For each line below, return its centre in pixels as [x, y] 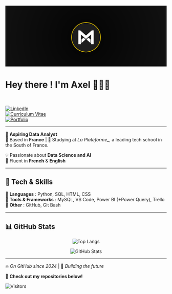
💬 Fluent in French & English [36, 161]
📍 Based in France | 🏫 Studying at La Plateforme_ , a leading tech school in [84, 140]
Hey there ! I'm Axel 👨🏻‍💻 [58, 85]
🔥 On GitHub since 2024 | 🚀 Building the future [55, 266]
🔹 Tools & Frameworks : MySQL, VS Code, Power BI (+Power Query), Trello [85, 200]
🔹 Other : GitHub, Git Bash [33, 205]
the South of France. [27, 145]
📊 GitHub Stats [30, 227]
